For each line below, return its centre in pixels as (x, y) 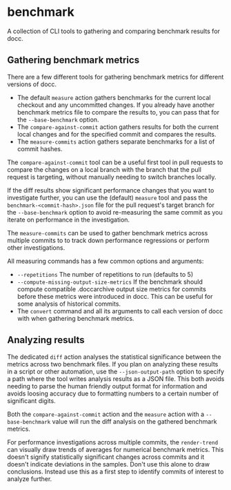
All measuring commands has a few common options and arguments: (106, 261)
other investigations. (36, 247)
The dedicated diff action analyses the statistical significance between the (114, 357)
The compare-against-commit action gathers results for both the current (118, 127)
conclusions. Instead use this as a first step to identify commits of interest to (115, 471)
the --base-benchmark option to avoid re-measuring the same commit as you (115, 212)
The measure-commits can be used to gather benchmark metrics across (108, 233)
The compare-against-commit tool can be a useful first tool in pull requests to (115, 162)
